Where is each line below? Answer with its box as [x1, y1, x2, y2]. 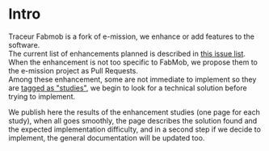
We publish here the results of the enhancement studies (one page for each [8, 107, 260, 117]
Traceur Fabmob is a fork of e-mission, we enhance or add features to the [8, 31, 254, 41]
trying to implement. [8, 91, 75, 101]
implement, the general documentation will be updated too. [8, 132, 205, 142]
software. [8, 40, 40, 49]
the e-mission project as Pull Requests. [8, 65, 139, 75]
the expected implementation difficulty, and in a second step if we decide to [8, 124, 261, 134]
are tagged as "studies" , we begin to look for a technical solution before [8, 82, 248, 93]
